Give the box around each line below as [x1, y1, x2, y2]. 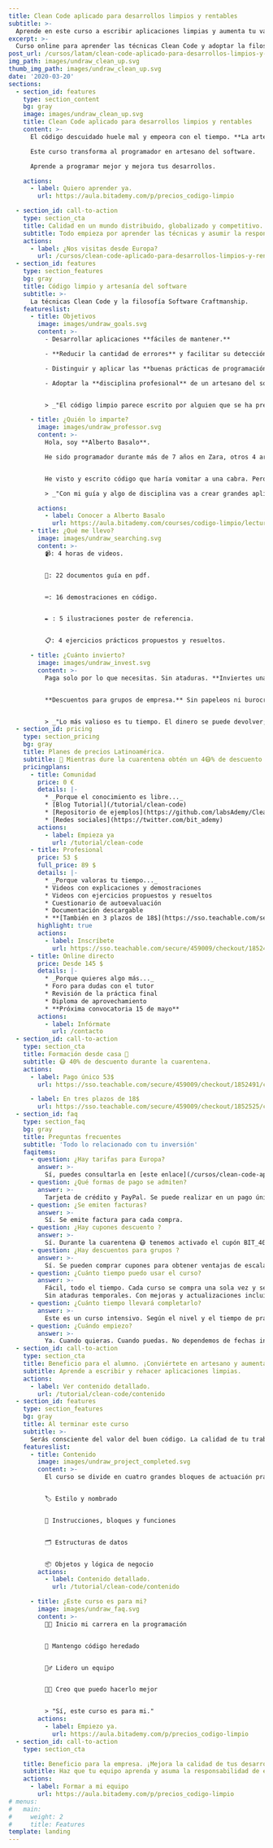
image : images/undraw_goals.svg [37, 320, 148, 328]
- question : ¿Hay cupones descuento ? [29, 1224, 162, 1232]
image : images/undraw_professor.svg [37, 424, 162, 432]
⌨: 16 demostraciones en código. [44, 593, 158, 602]
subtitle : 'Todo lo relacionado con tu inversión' [23, 1140, 198, 1149]
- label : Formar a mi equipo [29, 1782, 129, 1791]
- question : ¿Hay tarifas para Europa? [29, 1155, 165, 1163]
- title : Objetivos [29, 312, 96, 321]
